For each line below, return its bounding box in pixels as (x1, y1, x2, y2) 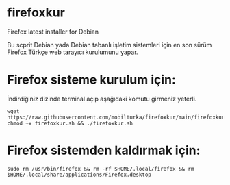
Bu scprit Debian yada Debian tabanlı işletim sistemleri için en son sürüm (7, 40, 212, 49)
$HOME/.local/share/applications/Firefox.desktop (7, 171, 152, 178)
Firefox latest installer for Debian (7, 27, 99, 36)
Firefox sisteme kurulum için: (7, 72, 177, 88)
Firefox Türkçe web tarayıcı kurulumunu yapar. (7, 48, 138, 56)
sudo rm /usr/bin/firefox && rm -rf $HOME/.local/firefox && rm (7, 165, 194, 172)
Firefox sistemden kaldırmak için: (7, 143, 201, 158)
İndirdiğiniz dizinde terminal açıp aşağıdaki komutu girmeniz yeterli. (7, 95, 197, 103)
